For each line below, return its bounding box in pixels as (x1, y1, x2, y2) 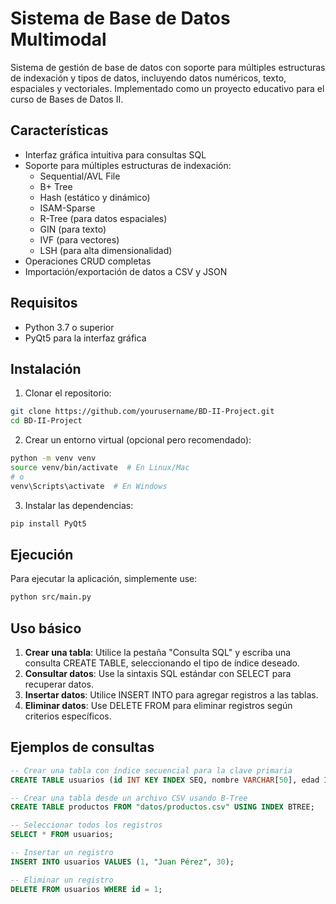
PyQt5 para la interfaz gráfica (24, 332, 147, 344)
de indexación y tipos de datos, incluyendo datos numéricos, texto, (10, 72, 287, 84)
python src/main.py (10, 592, 92, 602)
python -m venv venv (10, 453, 97, 464)
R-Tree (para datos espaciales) (39, 212, 168, 224)
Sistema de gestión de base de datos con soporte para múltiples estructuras (10, 61, 326, 73)
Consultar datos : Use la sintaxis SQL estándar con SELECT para (24, 668, 292, 679)
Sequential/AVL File (39, 170, 121, 182)
